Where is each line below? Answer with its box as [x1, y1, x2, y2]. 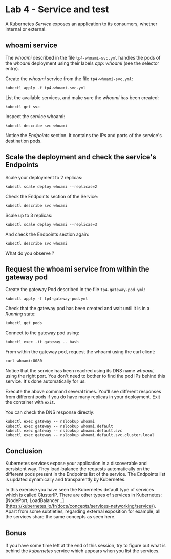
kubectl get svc [5, 104, 40, 109]
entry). [5, 65, 19, 71]
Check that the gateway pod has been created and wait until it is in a [5, 305, 150, 312]
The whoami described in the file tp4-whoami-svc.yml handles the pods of [5, 54, 161, 61]
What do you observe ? [5, 250, 55, 256]
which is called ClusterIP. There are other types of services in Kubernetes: [5, 492, 162, 498]
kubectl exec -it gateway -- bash [5, 340, 79, 345]
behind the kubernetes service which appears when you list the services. [5, 548, 160, 554]
